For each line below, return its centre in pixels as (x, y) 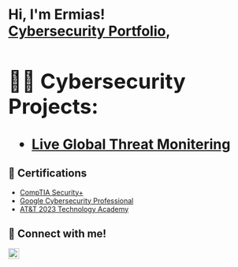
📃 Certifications (48, 174)
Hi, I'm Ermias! (57, 15)
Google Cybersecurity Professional (76, 200)
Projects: (53, 106)
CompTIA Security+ (52, 192)
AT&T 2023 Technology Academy (74, 209)
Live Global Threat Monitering (131, 144)
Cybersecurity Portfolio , (89, 31)
